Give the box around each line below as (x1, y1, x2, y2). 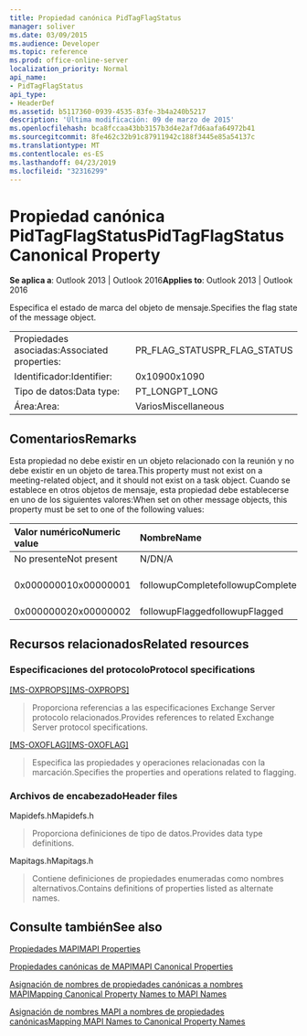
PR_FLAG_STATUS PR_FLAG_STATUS (135, 344, 293, 357)
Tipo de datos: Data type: (14, 385, 121, 398)
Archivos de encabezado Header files (9, 789, 178, 802)
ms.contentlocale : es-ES (9, 149, 104, 158)
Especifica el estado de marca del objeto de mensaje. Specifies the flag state (9, 303, 298, 314)
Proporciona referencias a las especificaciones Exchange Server (31, 701, 276, 713)
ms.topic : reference (9, 48, 89, 57)
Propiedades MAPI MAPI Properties (9, 943, 142, 954)
